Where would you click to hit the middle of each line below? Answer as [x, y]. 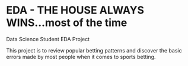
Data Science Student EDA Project [48, 39]
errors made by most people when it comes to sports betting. [81, 57]
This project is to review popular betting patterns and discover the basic [94, 50]
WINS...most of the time [67, 23]
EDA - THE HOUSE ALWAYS [75, 10]
